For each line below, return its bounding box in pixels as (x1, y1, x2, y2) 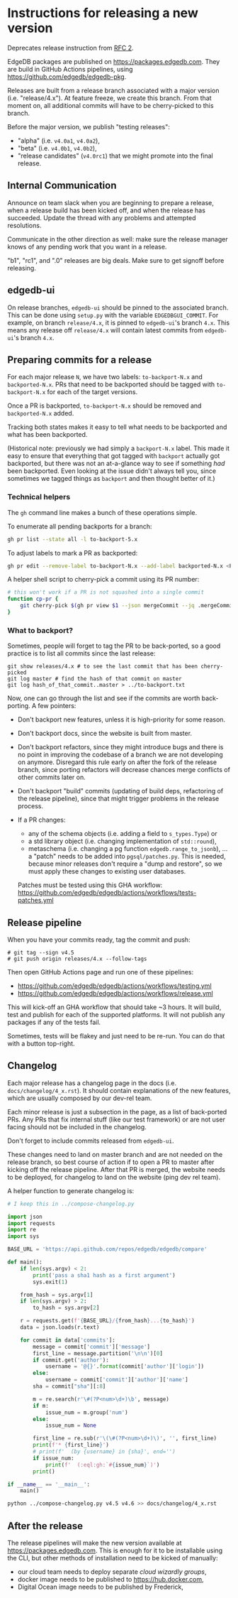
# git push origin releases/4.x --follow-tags (7, 955, 147, 963)
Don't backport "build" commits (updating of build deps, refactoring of (17, 787, 224, 795)
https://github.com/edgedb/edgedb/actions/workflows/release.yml (17, 989, 214, 998)
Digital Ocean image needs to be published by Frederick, (17, 1582, 184, 1592)
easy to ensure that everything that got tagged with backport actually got (7, 452, 220, 460)
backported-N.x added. (7, 409, 74, 418)
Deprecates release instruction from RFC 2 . (7, 43, 134, 52)
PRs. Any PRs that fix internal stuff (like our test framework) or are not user (7, 1115, 225, 1124)
